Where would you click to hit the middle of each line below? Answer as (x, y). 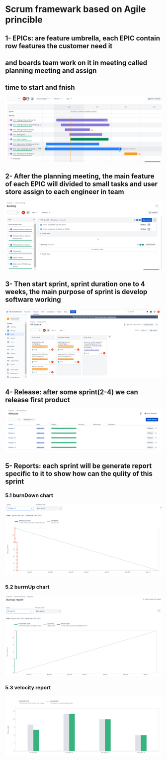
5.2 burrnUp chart (27, 587)
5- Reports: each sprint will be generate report (79, 466)
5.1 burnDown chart (29, 495)
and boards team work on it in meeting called (76, 63)
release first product (38, 400)
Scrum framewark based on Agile (76, 9)
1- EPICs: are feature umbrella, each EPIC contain (83, 38)
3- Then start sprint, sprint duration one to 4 (75, 284)
